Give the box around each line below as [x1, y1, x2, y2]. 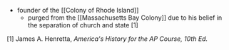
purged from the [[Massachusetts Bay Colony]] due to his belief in [27, 13, 223, 22]
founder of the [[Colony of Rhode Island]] [16, 6, 139, 14]
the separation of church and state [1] [27, 21, 138, 29]
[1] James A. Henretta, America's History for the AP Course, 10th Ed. [6, 35, 208, 43]
